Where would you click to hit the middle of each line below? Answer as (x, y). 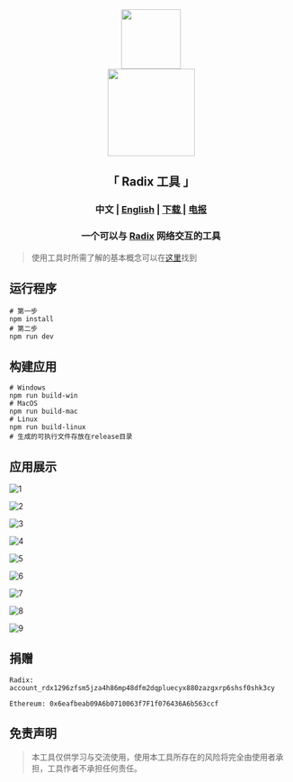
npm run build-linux (48, 427)
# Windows (28, 388)
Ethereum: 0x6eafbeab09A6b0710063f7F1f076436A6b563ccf (114, 704)
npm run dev (31, 337)
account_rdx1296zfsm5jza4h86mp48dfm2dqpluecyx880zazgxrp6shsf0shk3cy (142, 688)
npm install (31, 319)
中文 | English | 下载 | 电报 (151, 210)
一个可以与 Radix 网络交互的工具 (151, 236)
